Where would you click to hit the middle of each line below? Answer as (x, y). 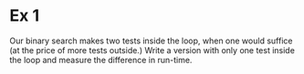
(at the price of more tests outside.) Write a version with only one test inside (152, 50)
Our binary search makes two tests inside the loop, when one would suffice (151, 41)
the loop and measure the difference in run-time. (101, 60)
